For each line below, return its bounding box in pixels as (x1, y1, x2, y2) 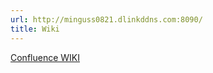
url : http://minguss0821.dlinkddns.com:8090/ (10, 14, 203, 25)
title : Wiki (10, 24, 60, 34)
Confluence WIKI (10, 51, 80, 63)
